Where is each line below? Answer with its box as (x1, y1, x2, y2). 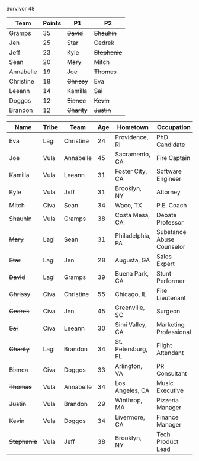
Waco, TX (115, 201, 142, 209)
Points (43, 19, 62, 27)
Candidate (156, 140, 185, 149)
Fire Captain (156, 154, 191, 162)
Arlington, (115, 362, 142, 370)
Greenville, (115, 303, 145, 312)
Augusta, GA (115, 256, 150, 264)
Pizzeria (156, 396, 179, 404)
